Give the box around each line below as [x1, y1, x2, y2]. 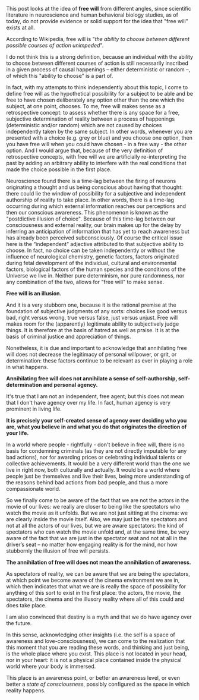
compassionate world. [6, 485, 61, 492]
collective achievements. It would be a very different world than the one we [6, 460, 190, 467]
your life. [6, 430, 29, 436]
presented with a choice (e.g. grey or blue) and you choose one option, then [6, 134, 193, 141]
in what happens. [6, 364, 49, 370]
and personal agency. [43, 381, 98, 388]
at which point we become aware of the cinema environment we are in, [6, 576, 180, 584]
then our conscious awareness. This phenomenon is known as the [6, 209, 168, 216]
